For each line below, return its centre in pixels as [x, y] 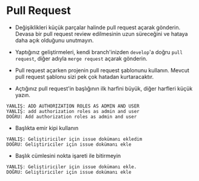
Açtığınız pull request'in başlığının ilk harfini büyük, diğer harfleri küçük [104, 88]
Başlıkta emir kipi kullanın [47, 128]
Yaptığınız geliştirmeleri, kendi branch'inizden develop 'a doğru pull [99, 52]
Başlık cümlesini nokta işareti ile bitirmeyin [68, 155]
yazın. [22, 95]
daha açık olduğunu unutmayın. [54, 40]
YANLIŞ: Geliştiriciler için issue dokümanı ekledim [74, 139]
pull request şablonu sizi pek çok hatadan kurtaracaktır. [84, 77]
